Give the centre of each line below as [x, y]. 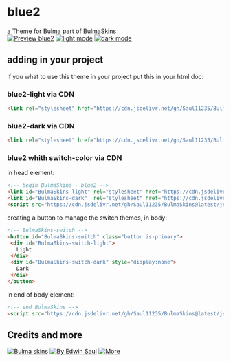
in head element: [31, 173]
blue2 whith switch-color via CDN [65, 158]
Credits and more [45, 335]
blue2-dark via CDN [41, 126]
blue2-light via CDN [41, 94]
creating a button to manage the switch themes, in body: [87, 218]
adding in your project [55, 60]
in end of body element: [41, 294]
